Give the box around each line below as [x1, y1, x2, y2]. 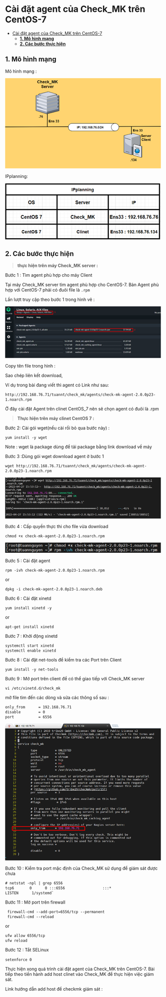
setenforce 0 [5, 957, 32, 962]
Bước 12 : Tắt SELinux [5, 947, 49, 953]
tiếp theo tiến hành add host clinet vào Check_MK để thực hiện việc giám [5, 971, 154, 977]
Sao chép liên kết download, [5, 373, 63, 378]
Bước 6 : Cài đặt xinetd [5, 595, 52, 601]
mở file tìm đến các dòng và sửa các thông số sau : [5, 694, 110, 700]
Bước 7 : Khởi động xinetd [5, 633, 58, 639]
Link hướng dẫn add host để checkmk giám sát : [5, 986, 103, 992]
